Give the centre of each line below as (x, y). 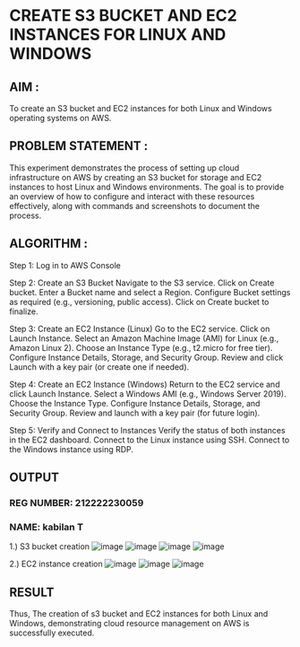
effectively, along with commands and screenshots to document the (134, 205)
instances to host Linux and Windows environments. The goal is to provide (147, 187)
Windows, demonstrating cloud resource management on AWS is (129, 624)
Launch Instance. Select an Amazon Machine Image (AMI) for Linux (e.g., (144, 338)
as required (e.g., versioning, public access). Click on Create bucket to (139, 302)
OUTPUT (34, 478)
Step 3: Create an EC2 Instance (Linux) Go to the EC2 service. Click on (140, 328)
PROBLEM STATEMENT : (79, 146)
